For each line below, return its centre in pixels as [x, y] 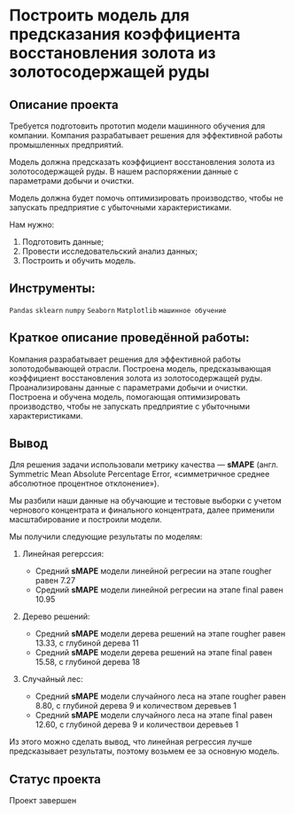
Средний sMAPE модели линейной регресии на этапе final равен [159, 590]
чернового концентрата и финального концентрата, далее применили [142, 510]
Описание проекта [64, 104]
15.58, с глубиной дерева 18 [88, 662]
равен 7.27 [55, 581]
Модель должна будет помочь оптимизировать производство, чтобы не [146, 198]
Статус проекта [55, 779]
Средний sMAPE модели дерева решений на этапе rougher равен [160, 634]
